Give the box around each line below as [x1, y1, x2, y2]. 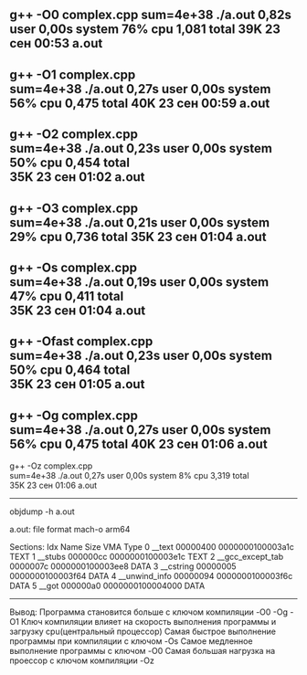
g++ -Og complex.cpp [9, 407, 139, 423]
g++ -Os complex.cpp [9, 259, 137, 275]
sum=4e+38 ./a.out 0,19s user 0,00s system [9, 274, 270, 290]
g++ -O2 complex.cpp [9, 127, 139, 142]
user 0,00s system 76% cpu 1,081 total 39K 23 [9, 22, 281, 37]
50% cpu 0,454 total [9, 155, 131, 171]
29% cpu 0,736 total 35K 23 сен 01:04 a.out [9, 228, 267, 245]
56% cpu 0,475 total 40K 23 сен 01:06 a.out [9, 436, 268, 451]
